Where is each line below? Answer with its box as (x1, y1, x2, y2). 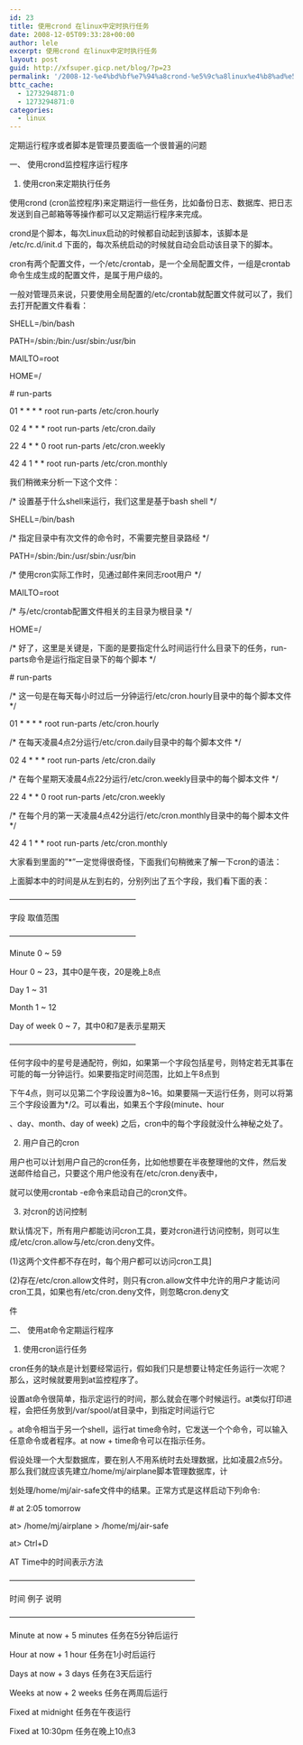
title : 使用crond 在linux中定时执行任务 (9, 22, 150, 31)
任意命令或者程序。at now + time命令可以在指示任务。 (9, 1435, 210, 1446)
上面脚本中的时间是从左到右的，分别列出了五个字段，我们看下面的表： (9, 876, 271, 886)
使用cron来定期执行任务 (22, 178, 111, 190)
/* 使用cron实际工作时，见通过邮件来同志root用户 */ (9, 570, 202, 580)
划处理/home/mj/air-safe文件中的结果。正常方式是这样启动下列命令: (9, 1485, 261, 1496)
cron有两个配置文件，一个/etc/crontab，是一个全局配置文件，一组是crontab (9, 258, 290, 269)
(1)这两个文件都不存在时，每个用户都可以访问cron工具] (9, 1256, 212, 1267)
